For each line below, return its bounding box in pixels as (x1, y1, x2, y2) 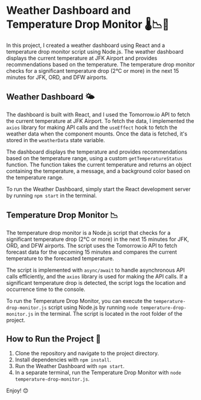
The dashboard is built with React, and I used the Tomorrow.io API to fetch (6, 111, 191, 118)
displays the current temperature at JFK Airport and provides (6, 54, 158, 61)
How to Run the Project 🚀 (6, 334, 101, 344)
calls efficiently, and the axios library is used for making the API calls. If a (6, 272, 188, 280)
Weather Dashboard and (6, 4, 131, 17)
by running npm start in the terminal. (6, 192, 97, 199)
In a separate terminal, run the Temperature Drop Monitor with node (14, 369, 182, 377)
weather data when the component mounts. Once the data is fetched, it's (6, 130, 188, 137)
